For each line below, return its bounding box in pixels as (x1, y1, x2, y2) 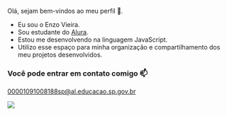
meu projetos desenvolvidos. (17, 50, 103, 59)
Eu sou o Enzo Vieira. (17, 21, 80, 28)
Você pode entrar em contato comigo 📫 (7, 68, 148, 78)
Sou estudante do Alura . (17, 28, 89, 36)
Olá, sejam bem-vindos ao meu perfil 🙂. (7, 7, 123, 15)
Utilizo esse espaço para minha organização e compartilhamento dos (17, 43, 221, 51)
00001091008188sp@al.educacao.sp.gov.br (7, 87, 136, 95)
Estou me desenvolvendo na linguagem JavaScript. (17, 35, 168, 44)
